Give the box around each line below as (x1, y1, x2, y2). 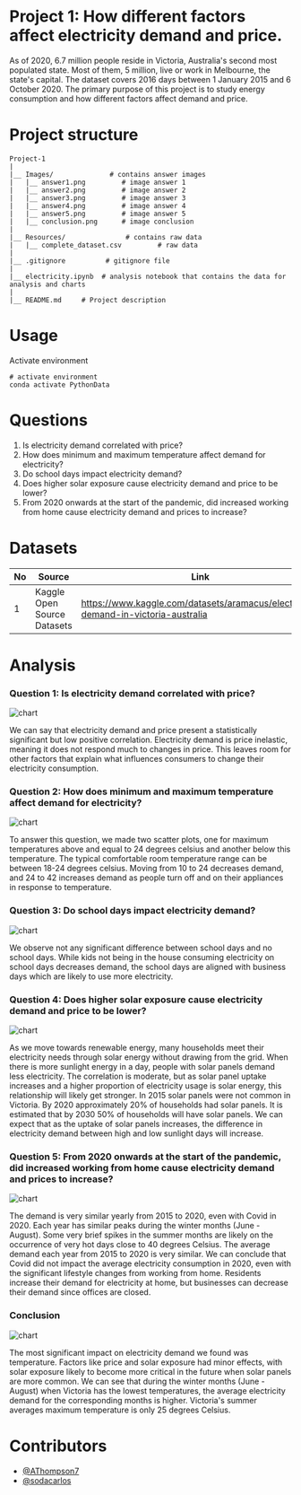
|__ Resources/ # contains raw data (9, 232, 202, 241)
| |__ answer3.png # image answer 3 (9, 193, 186, 203)
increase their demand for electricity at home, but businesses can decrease (9, 1277, 288, 1289)
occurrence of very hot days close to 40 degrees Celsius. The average (9, 1239, 271, 1250)
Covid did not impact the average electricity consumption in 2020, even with (9, 1258, 292, 1269)
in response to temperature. (9, 882, 112, 893)
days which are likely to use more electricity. (9, 971, 174, 982)
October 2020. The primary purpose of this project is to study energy (9, 83, 266, 94)
